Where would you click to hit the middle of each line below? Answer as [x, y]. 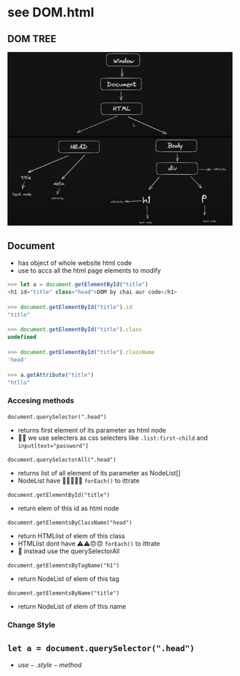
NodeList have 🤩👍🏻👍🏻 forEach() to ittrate [79, 480]
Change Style [31, 625]
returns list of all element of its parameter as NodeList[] [99, 473]
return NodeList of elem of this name [72, 606]
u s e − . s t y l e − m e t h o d [50, 665]
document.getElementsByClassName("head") [70, 523]
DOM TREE [32, 39]
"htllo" [19, 383]
